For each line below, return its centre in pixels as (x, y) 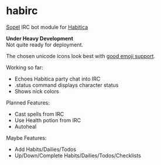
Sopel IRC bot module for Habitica (47, 27)
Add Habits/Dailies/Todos (45, 149)
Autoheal (25, 126)
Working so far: (25, 67)
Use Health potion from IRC (48, 120)
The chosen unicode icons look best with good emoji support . (81, 56)
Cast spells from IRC (39, 114)
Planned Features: (28, 102)
